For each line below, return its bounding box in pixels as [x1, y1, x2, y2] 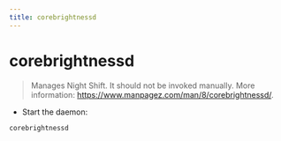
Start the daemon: [21, 107, 88, 117]
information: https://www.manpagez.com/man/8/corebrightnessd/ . [30, 89, 274, 100]
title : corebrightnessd [9, 12, 97, 22]
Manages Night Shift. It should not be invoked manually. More [30, 80, 255, 91]
